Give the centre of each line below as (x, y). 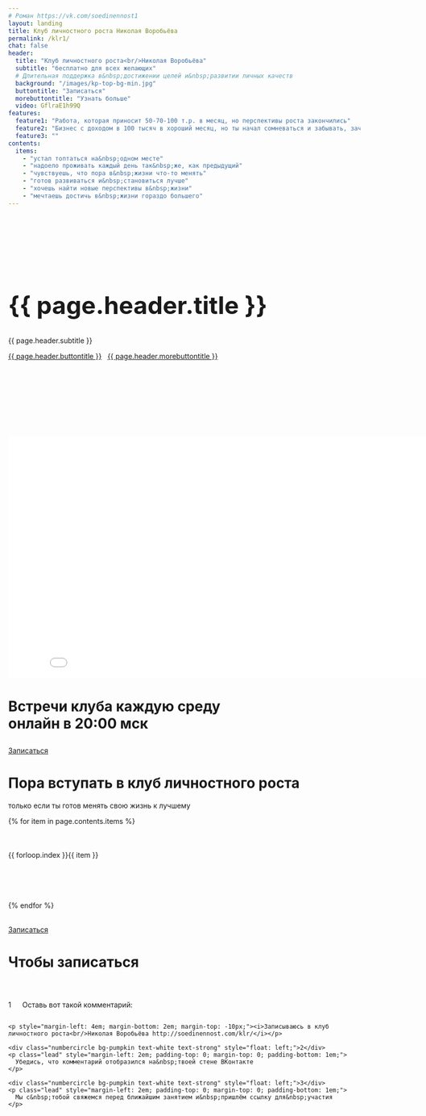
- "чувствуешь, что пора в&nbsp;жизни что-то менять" (114, 173)
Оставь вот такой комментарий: (77, 1005)
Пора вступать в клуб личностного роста (154, 783)
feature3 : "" (37, 136)
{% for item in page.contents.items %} (72, 821)
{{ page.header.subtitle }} (51, 341)
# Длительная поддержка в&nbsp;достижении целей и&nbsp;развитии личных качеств (154, 76)
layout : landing (35, 23)
